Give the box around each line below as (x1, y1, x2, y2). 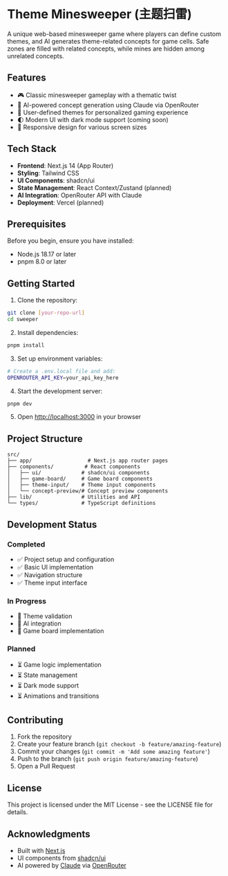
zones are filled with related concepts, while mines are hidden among (7, 44, 205, 53)
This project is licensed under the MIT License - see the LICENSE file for (7, 800, 213, 809)
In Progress (7, 596, 47, 606)
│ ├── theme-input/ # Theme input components (7, 481, 156, 489)
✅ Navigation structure (17, 570, 83, 579)
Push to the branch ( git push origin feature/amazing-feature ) (17, 755, 198, 763)
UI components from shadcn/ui (17, 854, 106, 862)
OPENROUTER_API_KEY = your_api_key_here (7, 374, 119, 381)
